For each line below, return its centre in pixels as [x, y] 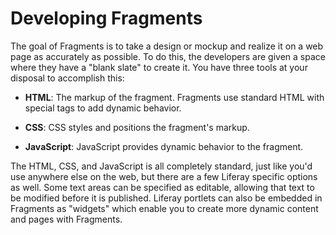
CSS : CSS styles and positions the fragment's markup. [137, 127]
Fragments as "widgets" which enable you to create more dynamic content [164, 208]
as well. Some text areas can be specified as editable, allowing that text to [162, 187]
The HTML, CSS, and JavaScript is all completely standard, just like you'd [161, 166]
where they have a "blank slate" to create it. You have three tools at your [159, 67]
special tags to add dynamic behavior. [103, 108]
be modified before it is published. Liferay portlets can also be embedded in [166, 198]
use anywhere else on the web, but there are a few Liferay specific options [164, 176]
